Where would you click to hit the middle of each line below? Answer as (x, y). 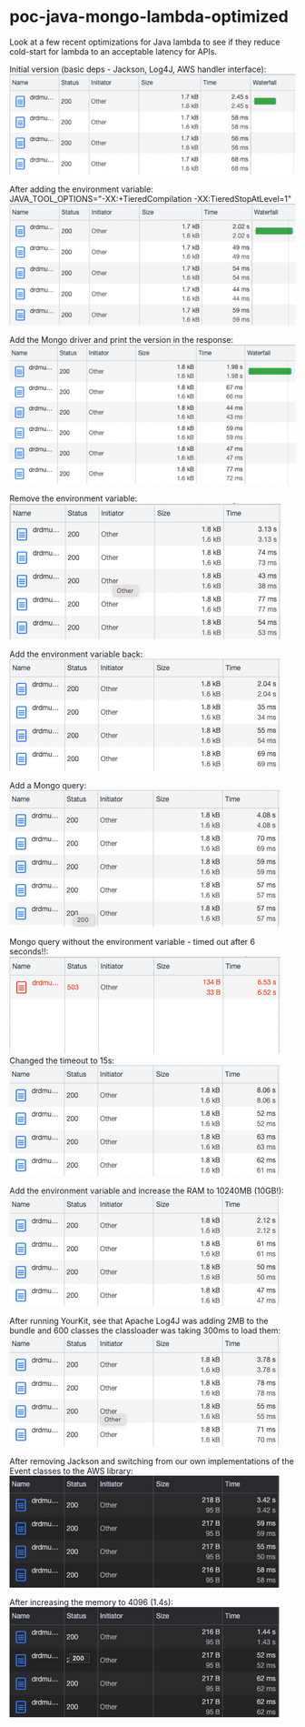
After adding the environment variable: (82, 189)
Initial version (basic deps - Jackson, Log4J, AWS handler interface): (138, 69)
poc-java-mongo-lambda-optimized (149, 17)
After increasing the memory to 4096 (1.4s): (92, 1601)
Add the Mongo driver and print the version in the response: (122, 340)
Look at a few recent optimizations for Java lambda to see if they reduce (145, 42)
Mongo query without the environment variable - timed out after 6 (133, 941)
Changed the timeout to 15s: (62, 1060)
